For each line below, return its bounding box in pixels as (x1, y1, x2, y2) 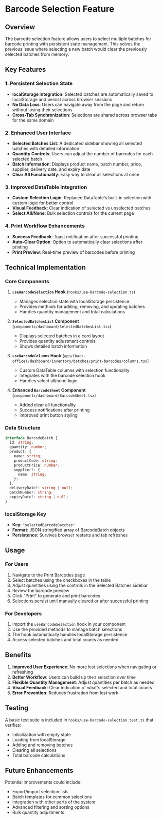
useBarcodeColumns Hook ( (12, 353, 64, 359)
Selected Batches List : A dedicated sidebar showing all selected (12, 140, 142, 146)
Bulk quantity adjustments (12, 809, 65, 816)
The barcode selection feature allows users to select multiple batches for (5, 36, 152, 41)
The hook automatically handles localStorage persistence (12, 631, 127, 637)
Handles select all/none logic (19, 378, 78, 384)
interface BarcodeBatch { (5, 435, 57, 440)
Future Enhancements (5, 766, 74, 775)
